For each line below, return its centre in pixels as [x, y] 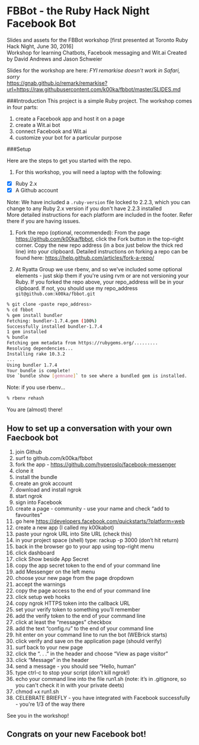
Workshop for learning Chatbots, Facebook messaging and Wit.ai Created [97, 52]
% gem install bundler [35, 315]
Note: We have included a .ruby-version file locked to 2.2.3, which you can [99, 202]
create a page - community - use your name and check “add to [92, 508]
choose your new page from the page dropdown [74, 578]
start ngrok [29, 496]
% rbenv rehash [25, 398]
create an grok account [44, 483]
